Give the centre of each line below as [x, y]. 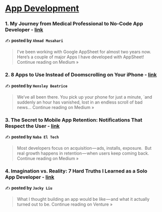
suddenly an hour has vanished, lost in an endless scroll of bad [80, 102]
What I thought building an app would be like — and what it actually [83, 199]
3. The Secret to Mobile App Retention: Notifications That [74, 120]
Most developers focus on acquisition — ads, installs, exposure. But [84, 148]
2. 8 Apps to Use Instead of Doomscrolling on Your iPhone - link [81, 75]
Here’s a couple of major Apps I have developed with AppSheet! [80, 57]
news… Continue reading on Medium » [55, 107]
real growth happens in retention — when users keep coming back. [83, 153]
